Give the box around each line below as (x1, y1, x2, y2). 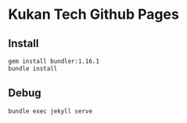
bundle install (8, 64, 58, 72)
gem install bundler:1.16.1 (8, 57, 100, 65)
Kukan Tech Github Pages (8, 5, 180, 24)
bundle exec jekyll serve (8, 107, 92, 115)
